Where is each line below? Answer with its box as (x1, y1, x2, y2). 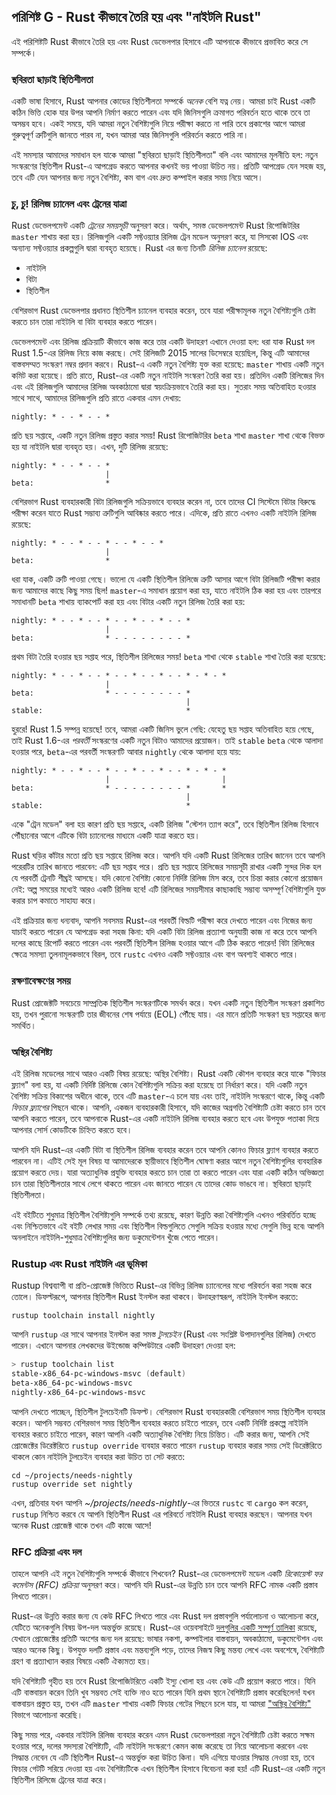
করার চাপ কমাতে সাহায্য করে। (11, 895, 98, 907)
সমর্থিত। (11, 1019, 37, 1031)
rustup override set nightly (11, 1479, 133, 1489)
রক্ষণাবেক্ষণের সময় (11, 974, 71, 988)
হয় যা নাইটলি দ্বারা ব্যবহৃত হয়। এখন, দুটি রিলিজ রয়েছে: (11, 441, 169, 453)
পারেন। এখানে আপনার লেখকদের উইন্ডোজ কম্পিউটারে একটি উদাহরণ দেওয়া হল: (11, 1340, 236, 1352)
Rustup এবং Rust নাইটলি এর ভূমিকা (11, 1256, 148, 1270)
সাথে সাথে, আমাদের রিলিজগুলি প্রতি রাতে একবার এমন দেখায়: (11, 392, 182, 404)
